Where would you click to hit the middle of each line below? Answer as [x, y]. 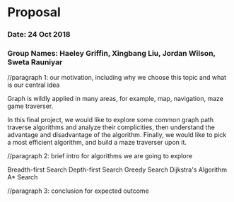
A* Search [23, 177]
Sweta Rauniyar [35, 62]
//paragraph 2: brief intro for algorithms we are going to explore [100, 156]
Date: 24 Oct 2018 [39, 35]
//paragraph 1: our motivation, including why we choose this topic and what [117, 78]
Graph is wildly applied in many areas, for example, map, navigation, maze [116, 99]
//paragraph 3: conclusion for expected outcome [78, 191]
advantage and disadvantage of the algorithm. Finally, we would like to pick [117, 135]
